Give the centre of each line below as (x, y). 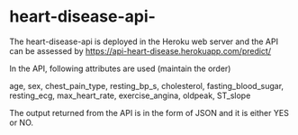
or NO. (22, 122)
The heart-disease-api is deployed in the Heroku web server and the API (144, 41)
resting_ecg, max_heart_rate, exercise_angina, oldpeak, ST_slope (130, 95)
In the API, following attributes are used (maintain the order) (120, 68)
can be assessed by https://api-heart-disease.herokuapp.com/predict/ (140, 50)
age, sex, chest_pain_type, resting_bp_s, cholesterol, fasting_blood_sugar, (147, 85)
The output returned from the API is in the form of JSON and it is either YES (149, 112)
